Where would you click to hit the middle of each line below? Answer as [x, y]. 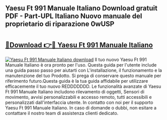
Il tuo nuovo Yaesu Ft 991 [121, 59]
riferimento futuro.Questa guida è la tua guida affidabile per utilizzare [77, 81]
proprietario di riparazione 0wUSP [60, 24]
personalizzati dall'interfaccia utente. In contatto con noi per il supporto [79, 102]
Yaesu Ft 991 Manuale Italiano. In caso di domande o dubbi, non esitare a [81, 108]
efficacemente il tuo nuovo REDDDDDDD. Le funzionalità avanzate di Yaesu [83, 86]
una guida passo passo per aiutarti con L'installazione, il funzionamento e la [84, 70]
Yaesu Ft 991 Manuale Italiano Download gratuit [81, 8]
